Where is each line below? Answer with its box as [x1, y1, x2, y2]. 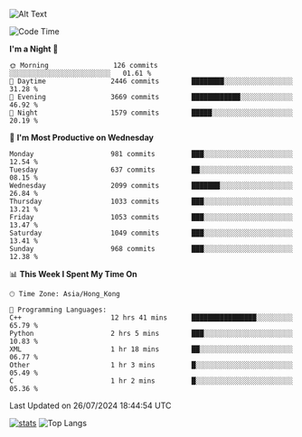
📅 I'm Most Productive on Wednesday [9, 132, 154, 143]
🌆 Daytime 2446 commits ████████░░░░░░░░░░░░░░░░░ [9, 77, 294, 86]
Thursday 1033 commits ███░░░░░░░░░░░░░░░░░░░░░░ [9, 197, 294, 206]
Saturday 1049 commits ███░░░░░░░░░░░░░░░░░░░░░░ [9, 228, 294, 237]
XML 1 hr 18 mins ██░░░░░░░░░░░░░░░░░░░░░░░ [9, 345, 294, 354]
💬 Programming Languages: [9, 305, 107, 314]
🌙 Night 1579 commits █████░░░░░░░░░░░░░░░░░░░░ [9, 108, 294, 117]
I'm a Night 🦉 [9, 43, 59, 54]
